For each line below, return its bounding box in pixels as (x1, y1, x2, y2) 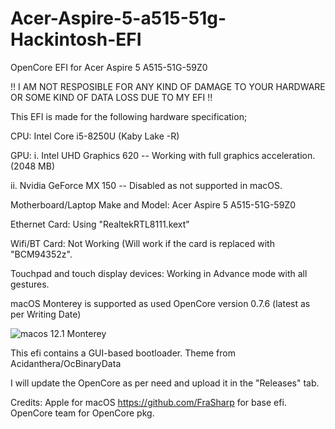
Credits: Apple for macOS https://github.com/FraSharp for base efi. (10, 396, 287, 408)
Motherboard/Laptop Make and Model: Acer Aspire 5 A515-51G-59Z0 (10, 198, 296, 211)
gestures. (10, 278, 50, 290)
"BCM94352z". (10, 248, 73, 260)
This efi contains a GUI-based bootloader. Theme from (10, 347, 236, 359)
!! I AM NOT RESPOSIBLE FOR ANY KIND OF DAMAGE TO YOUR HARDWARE (10, 80, 326, 92)
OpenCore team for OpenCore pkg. (10, 407, 155, 419)
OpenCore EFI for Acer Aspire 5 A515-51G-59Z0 (10, 61, 208, 73)
